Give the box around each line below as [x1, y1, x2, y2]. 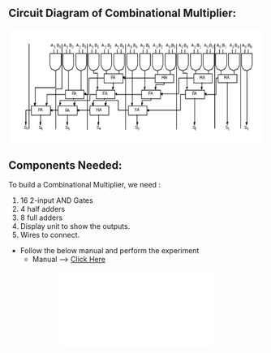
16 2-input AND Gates [19, 196, 93, 205]
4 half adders [19, 204, 66, 214]
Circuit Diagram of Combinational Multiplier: [8, 6, 237, 20]
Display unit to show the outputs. [19, 222, 131, 231]
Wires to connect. [19, 230, 80, 240]
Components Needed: [8, 158, 123, 172]
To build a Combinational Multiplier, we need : [8, 180, 161, 190]
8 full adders [19, 213, 63, 222]
